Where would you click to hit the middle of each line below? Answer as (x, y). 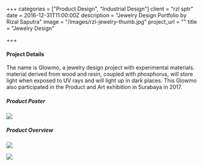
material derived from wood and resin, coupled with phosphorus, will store (100, 74)
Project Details (25, 54)
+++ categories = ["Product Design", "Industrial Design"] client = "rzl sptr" (100, 9)
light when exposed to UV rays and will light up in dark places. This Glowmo (101, 81)
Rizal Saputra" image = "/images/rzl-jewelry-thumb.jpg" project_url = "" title (101, 22)
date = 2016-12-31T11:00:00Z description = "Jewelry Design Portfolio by (97, 15)
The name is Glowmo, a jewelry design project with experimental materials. (101, 68)
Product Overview (30, 130)
